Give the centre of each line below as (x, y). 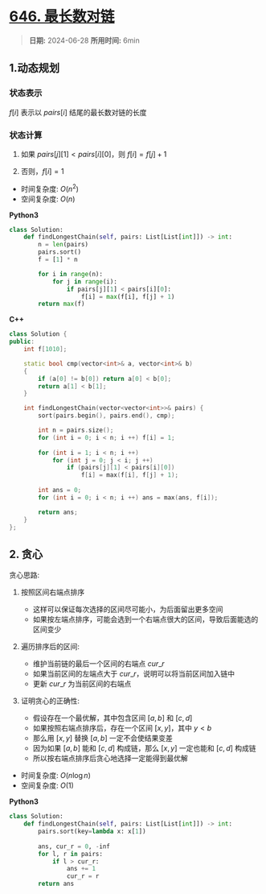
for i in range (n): (71, 274)
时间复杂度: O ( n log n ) (55, 776)
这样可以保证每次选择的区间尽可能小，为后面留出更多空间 (128, 610)
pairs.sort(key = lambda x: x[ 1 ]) (92, 832)
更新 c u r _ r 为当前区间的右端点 (82, 684)
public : (22, 342)
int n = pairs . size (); (76, 430)
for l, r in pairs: (71, 854)
